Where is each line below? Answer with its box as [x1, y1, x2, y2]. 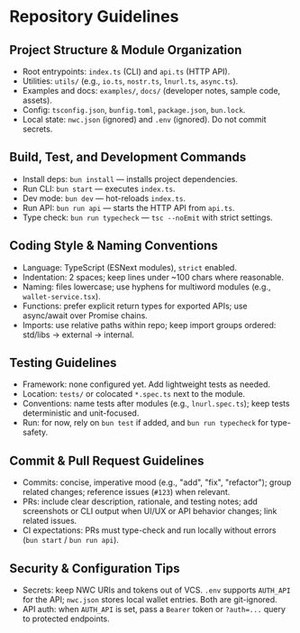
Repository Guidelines [9, 6, 179, 27]
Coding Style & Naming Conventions [9, 238, 218, 253]
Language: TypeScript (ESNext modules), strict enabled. [22, 261, 237, 272]
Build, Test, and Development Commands [9, 150, 247, 165]
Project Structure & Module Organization [9, 42, 242, 58]
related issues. [22, 516, 77, 527]
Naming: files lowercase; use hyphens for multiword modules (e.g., [22, 281, 271, 292]
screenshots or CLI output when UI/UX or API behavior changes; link [22, 506, 277, 517]
